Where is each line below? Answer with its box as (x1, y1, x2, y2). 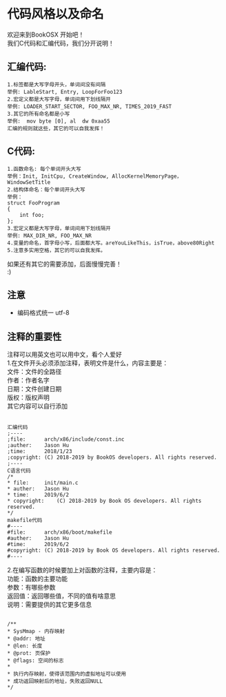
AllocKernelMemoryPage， (112, 173, 183, 180)
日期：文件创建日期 (7, 385, 62, 393)
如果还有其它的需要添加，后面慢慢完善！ (7, 260, 122, 268)
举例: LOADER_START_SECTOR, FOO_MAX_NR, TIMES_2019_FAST (7, 103, 172, 110)
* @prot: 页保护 (7, 649, 51, 656)
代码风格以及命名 (7, 6, 105, 22)
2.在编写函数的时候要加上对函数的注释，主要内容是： (7, 565, 158, 574)
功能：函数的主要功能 (7, 574, 68, 583)
